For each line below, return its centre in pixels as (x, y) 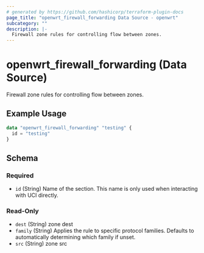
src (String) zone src (41, 244)
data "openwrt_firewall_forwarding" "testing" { (69, 128)
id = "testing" (31, 134)
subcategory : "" (27, 23)
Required (20, 176)
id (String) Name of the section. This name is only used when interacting (106, 189)
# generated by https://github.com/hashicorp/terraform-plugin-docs (95, 12)
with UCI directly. (37, 195)
